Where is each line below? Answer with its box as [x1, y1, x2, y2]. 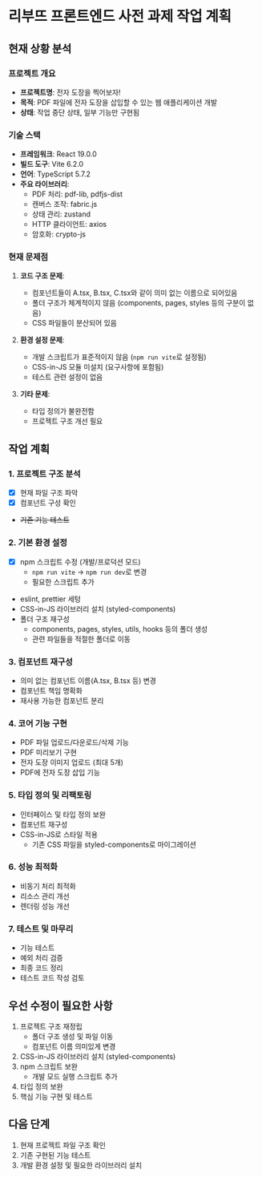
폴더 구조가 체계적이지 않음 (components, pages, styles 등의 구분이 [31, 298, 246, 308]
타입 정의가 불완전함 [31, 406, 95, 416]
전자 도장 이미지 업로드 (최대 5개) [19, 758, 124, 767]
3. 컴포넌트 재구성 [8, 656, 74, 667]
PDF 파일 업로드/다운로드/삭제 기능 [19, 738, 130, 747]
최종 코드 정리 [19, 963, 63, 973]
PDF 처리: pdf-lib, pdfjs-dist [31, 189, 123, 199]
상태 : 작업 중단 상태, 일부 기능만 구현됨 [19, 107, 140, 117]
